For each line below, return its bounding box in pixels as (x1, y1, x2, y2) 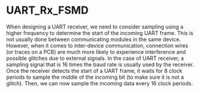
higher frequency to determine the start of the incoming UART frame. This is (6, 29, 194, 36)
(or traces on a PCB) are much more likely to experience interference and (6, 48, 186, 55)
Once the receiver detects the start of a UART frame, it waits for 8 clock (6, 67, 183, 74)
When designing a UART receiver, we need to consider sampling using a (6, 23, 184, 30)
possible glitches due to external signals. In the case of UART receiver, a (6, 54, 184, 62)
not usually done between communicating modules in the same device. (6, 36, 181, 43)
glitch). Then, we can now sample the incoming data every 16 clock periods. (6, 79, 193, 86)
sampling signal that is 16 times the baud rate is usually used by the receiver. (6, 60, 194, 68)
